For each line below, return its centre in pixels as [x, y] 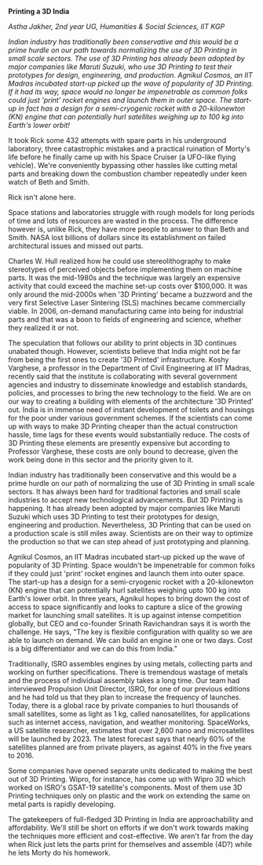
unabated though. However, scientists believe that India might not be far [124, 351]
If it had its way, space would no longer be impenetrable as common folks [128, 92]
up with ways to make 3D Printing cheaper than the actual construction [123, 426]
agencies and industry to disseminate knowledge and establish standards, [128, 385]
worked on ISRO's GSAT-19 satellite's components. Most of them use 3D [125, 787]
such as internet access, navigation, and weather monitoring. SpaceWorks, [129, 722]
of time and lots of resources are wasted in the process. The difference [123, 221]
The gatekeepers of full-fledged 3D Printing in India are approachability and [131, 819]
